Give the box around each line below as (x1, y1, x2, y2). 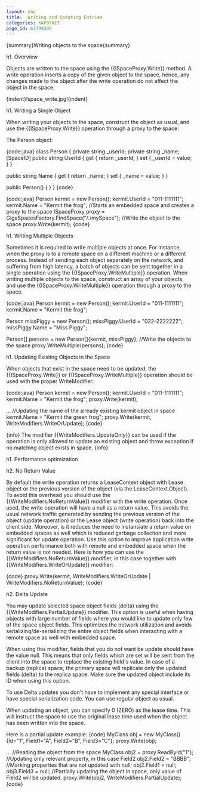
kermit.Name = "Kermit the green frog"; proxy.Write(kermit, (6, 414, 152, 421)
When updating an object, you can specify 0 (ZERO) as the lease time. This (6, 706, 191, 714)
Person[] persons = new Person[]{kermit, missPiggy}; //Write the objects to (6, 335, 192, 343)
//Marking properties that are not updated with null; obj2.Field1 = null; (6, 761, 177, 769)
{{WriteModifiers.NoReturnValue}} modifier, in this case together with (6, 555, 177, 562)
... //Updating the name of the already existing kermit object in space (6, 407, 176, 415)
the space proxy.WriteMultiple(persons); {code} (6, 342, 124, 349)
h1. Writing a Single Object (6, 107, 71, 114)
